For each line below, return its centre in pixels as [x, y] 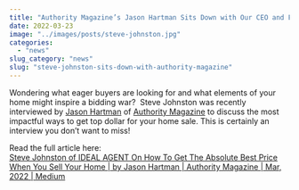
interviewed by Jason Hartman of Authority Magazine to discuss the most [144, 112]
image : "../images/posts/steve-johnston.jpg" [95, 34]
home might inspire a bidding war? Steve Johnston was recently [128, 102]
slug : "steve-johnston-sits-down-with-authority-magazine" [121, 68]
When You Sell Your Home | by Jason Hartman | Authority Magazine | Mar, [145, 167]
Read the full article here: [56, 147]
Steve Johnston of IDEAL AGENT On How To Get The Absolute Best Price [144, 157]
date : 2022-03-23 [41, 26]
